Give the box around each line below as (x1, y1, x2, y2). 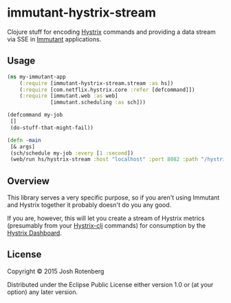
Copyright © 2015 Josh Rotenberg (7, 267, 104, 275)
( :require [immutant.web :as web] (19, 92, 118, 99)
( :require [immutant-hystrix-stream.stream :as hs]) (19, 79, 174, 87)
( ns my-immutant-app (7, 73, 67, 80)
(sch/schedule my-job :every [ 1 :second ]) (10, 150, 134, 157)
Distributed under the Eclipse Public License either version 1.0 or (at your (7, 280, 214, 289)
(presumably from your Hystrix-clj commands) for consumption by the (7, 222, 206, 230)
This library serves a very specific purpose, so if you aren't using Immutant (7, 193, 220, 202)
